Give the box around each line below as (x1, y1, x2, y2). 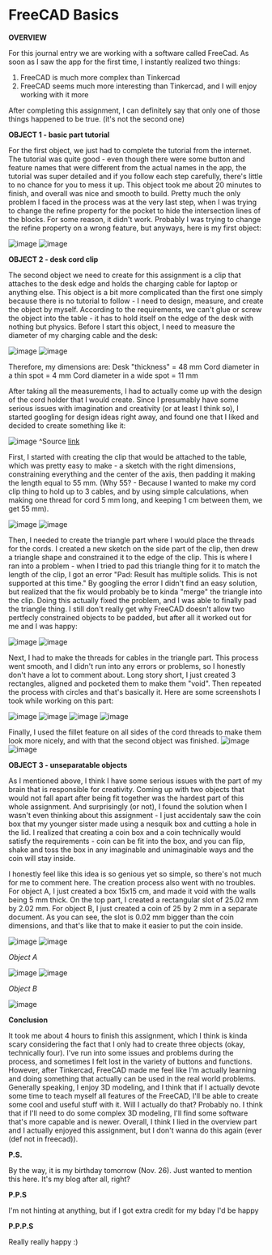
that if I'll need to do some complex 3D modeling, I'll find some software (8, 1108, 249, 1118)
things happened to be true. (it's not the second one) (8, 114, 185, 123)
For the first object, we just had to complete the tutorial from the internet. (8, 145, 252, 155)
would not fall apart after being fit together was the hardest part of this (8, 793, 244, 803)
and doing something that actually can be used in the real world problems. (8, 1073, 257, 1083)
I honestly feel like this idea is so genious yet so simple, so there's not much (8, 869, 261, 879)
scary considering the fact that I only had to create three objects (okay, (8, 1039, 245, 1049)
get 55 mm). (8, 503, 49, 513)
